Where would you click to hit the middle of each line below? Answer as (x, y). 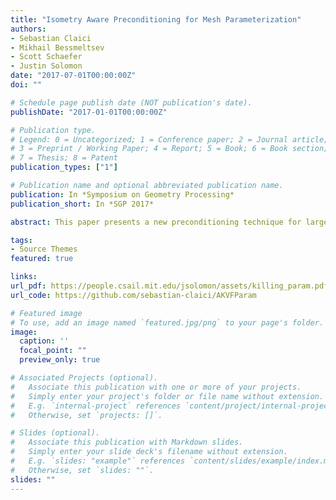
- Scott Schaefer (46, 57)
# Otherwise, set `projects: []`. (86, 415)
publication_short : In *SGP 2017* (82, 204)
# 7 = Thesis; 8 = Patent (64, 158)
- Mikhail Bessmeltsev (57, 47)
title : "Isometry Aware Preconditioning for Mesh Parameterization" (156, 19)
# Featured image (46, 313)
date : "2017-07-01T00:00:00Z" (73, 76)
